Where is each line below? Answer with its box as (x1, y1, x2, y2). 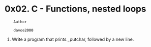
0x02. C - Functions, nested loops (4, 3, 146, 15)
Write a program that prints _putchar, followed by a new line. (11, 36, 134, 42)
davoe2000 (13, 28, 34, 32)
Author (13, 19, 27, 24)
